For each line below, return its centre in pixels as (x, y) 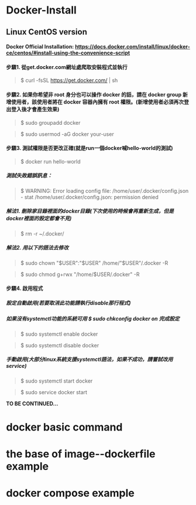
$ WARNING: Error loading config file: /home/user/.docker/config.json (104, 190)
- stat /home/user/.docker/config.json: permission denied (90, 197)
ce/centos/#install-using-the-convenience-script (68, 53)
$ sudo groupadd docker (50, 122)
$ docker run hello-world (50, 161)
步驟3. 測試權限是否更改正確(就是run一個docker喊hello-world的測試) (90, 148)
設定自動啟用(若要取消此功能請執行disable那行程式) (68, 303)
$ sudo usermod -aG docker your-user (67, 134)
